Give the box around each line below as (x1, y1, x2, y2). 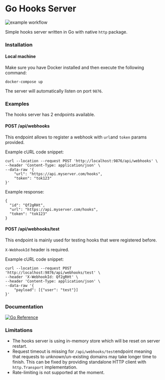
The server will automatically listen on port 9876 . (5, 88, 103, 94)
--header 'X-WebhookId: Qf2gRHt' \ (5, 274, 79, 280)
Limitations (5, 327, 33, 333)
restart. (12, 343, 27, 349)
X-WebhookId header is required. (5, 246, 70, 252)
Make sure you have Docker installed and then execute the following (5, 65, 144, 71)
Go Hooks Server (5, 3, 77, 14)
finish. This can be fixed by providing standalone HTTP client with (12, 359, 147, 365)
